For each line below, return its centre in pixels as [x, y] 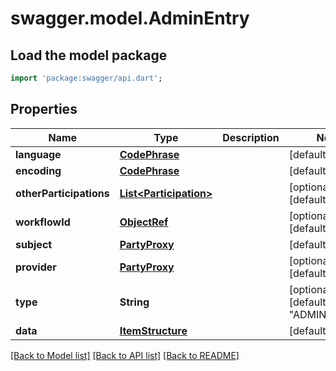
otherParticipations [62, 193]
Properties [44, 109]
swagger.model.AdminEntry [130, 18]
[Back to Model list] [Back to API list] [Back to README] [125, 355]
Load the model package [89, 55]
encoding [38, 170]
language [38, 154]
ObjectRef [144, 222]
